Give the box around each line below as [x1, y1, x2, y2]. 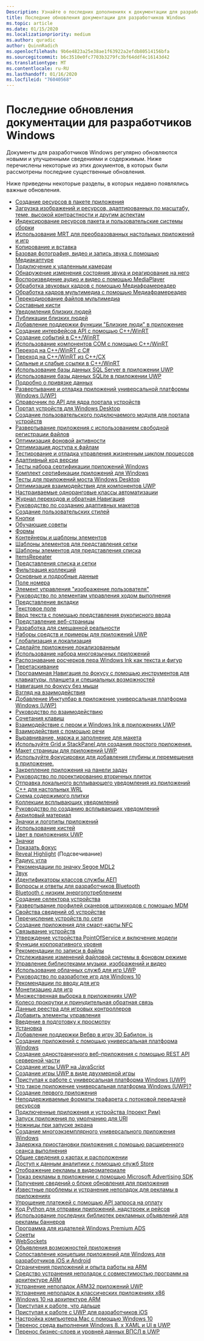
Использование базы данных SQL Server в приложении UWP [15, 366, 174, 374]
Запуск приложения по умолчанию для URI [15, 1115, 128, 1122]
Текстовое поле [15, 605, 56, 612]
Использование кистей [15, 825, 76, 832]
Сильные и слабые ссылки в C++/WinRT [15, 360, 120, 367]
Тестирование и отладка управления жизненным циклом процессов [15, 450, 194, 458]
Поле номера [15, 579, 50, 586]
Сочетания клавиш [15, 715, 65, 722]
